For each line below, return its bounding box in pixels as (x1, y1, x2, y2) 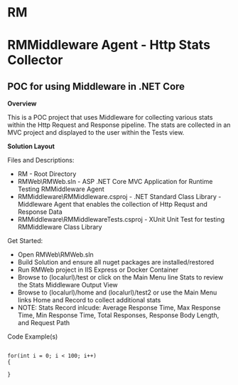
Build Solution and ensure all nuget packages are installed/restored (17, 258, 215, 267)
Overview (7, 99, 37, 108)
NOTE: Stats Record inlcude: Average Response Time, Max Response (17, 304, 221, 312)
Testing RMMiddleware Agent (17, 185, 104, 193)
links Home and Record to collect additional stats (17, 296, 161, 304)
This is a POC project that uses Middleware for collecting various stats (7, 113, 213, 122)
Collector (7, 52, 63, 68)
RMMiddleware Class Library (17, 222, 102, 232)
